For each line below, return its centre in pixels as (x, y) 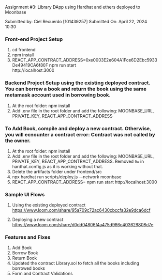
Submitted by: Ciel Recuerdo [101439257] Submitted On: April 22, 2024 (76, 22)
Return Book (24, 258)
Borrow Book (25, 253)
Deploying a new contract (38, 219)
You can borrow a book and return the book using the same (76, 89)
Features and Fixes (28, 237)
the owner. (18, 140)
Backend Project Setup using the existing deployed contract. (78, 83)
